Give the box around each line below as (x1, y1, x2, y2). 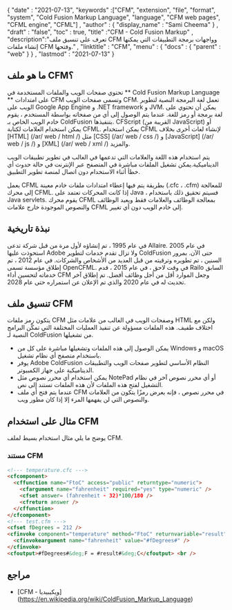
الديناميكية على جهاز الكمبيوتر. (17, 366, 95, 375)
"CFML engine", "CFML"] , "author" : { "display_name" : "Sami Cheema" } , (7, 21, 219, 28)
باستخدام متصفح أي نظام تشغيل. (17, 351, 101, 360)
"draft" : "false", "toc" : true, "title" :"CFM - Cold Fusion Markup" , (7, 28, 193, 36)
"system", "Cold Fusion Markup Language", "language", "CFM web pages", (7, 13, 221, 21)
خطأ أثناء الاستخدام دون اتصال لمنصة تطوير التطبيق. (7, 167, 140, 175)
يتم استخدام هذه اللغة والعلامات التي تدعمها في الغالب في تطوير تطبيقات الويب (7, 152, 211, 161)
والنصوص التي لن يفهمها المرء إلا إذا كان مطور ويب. (17, 395, 150, 404)
